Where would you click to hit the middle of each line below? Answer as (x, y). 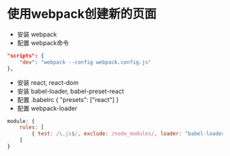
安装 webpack (37, 34)
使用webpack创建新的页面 (82, 14)
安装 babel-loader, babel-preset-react (71, 91)
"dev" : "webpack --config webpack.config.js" (86, 62)
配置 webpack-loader (47, 108)
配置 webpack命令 (43, 42)
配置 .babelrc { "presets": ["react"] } (68, 99)
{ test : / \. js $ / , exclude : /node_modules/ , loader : (107, 134)
